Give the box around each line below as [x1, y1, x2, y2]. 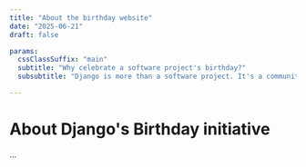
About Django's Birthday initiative [9, 119, 270, 140]
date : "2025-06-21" [9, 22, 84, 31]
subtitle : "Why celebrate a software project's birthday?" [17, 64, 247, 73]
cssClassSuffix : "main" [17, 55, 107, 64]
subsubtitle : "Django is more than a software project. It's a [17, 72, 262, 82]
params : [9, 46, 39, 55]
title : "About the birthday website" [9, 13, 153, 23]
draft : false [9, 30, 59, 39]
